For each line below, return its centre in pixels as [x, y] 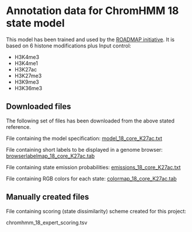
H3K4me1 [26, 63]
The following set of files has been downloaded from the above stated [90, 121]
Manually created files [48, 197]
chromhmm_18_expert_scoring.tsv [47, 222]
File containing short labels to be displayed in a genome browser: [84, 149]
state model [36, 23]
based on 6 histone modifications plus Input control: [69, 46]
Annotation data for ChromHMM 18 [92, 11]
